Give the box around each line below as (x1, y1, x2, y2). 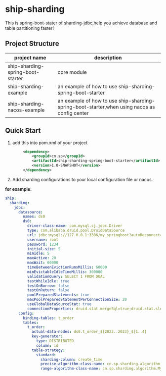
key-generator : (31, 334, 63, 339)
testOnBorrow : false (27, 283, 70, 288)
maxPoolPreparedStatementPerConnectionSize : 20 (27, 297, 127, 302)
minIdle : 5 (27, 251, 50, 256)
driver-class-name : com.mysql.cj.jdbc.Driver (27, 223, 123, 228)
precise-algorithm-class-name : (40, 362, 105, 367)
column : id (36, 343, 58, 348)
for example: (5, 186, 32, 192)
